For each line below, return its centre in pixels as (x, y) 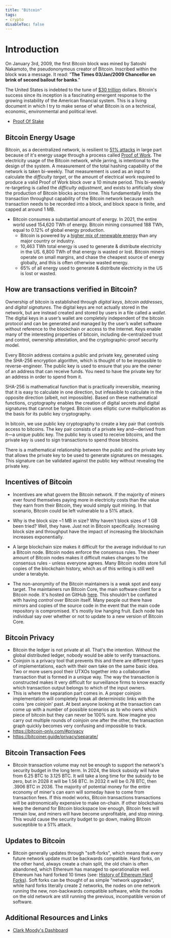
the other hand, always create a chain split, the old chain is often (81, 864)
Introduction (32, 50)
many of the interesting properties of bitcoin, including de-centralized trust (84, 334)
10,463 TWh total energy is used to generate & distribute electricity (91, 246)
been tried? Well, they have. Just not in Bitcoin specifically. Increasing (86, 526)
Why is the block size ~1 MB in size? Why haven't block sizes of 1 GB (85, 521)
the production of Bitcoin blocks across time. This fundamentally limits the (83, 193)
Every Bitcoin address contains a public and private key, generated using (82, 355)
